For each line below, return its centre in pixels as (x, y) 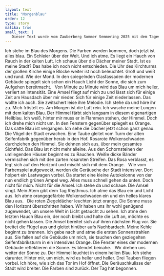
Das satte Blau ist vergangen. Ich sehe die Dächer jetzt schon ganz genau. (80, 128)
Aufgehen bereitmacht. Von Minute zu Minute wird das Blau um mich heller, (82, 87)
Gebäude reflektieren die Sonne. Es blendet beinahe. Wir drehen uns (75, 247)
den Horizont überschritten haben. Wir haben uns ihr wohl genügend (74, 206)
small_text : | (20, 32)
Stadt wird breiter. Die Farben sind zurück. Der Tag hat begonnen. (71, 268)
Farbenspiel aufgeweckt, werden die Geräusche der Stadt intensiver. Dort (79, 170)
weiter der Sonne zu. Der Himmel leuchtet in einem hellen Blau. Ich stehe (78, 253)
